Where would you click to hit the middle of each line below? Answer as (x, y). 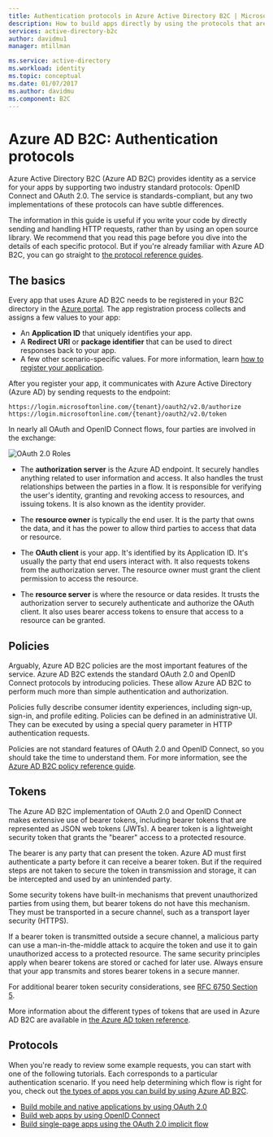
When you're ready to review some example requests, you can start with (130, 1065)
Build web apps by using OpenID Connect (90, 1115)
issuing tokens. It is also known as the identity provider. (113, 504)
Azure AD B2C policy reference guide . (72, 766)
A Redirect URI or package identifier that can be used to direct (126, 342)
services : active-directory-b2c (63, 31)
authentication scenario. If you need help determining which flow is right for (135, 1082)
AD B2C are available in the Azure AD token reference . (100, 1019)
